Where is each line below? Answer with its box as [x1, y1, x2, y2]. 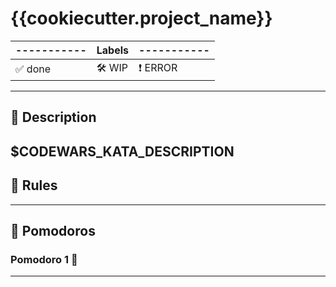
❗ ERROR [138, 60, 178, 74]
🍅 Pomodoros [10, 222, 96, 239]
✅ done [15, 62, 52, 76]
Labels [96, 43, 130, 57]
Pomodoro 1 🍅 [10, 252, 78, 266]
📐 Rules [10, 177, 58, 194]
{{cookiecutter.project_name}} [10, 7, 273, 30]
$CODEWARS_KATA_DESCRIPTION [10, 143, 235, 160]
